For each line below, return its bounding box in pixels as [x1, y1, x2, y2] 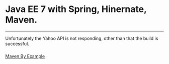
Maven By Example [5, 53, 45, 59]
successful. [5, 40, 29, 46]
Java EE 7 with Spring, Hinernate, [5, 3, 147, 15]
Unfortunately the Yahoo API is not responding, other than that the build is [5, 35, 158, 41]
